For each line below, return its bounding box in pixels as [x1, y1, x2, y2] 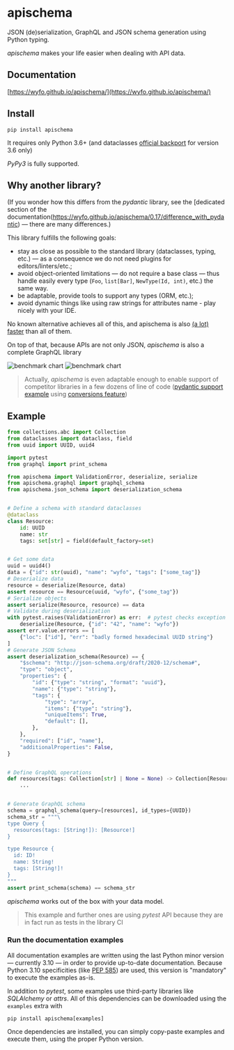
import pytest [7, 454, 49, 461]
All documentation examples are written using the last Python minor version [7, 951, 224, 959]
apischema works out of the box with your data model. [7, 897, 164, 905]
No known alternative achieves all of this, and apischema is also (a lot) [7, 320, 209, 328]
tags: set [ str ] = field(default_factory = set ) [19, 537, 155, 544]
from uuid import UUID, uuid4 [7, 441, 95, 449]
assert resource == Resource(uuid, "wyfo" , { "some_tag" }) [7, 588, 179, 595]
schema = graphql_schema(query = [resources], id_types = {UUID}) [7, 807, 192, 814]
